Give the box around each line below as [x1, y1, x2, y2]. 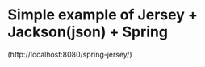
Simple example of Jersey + [7, 6, 199, 24]
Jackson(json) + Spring [7, 23, 169, 41]
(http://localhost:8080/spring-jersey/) [7, 49, 132, 59]
